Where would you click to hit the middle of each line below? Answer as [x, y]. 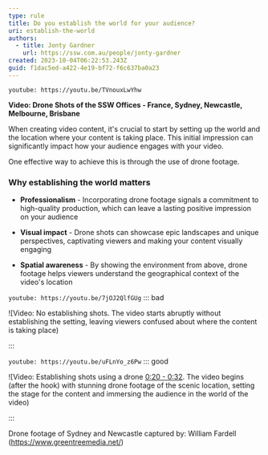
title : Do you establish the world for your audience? [102, 23]
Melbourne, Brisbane [44, 113]
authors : [23, 38]
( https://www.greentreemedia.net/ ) [66, 442]
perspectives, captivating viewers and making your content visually [131, 241]
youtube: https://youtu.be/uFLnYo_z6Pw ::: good [88, 361]
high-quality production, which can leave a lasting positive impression [135, 209]
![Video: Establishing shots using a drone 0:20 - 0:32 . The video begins [126, 377]
